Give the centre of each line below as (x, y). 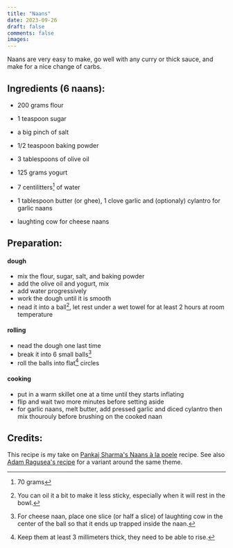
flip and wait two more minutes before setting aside (90, 401)
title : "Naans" (29, 14)
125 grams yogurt (42, 172)
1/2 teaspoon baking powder (58, 145)
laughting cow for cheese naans (63, 221)
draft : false (26, 26)
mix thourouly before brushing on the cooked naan (90, 416)
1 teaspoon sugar (42, 118)
